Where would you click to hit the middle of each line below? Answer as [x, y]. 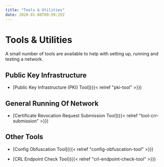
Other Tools [24, 137]
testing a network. [24, 59]
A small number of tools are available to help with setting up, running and [82, 54]
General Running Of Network [52, 103]
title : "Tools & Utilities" [35, 10]
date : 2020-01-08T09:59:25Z [35, 15]
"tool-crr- [149, 116]
